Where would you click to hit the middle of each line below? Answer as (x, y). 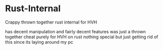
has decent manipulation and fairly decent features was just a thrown (76, 31)
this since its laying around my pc (39, 42)
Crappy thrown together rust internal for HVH (51, 22)
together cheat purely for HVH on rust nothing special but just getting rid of (82, 37)
